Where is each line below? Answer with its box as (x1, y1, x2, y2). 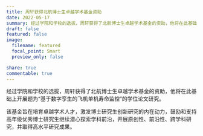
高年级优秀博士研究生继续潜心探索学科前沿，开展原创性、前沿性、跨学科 (6, 115, 186, 123)
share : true (6, 65, 36, 71)
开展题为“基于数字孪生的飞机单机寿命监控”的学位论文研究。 (16, 95, 165, 103)
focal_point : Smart (11, 48, 61, 54)
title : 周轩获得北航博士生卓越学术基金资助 (6, 8, 102, 15)
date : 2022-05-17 (6, 15, 50, 21)
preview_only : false (11, 54, 63, 60)
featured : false (6, 31, 47, 37)
